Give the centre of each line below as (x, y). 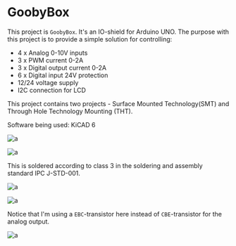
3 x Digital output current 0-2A (62, 67)
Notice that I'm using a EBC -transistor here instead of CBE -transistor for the (114, 214)
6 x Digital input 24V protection (63, 75)
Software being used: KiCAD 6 (51, 124)
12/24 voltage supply (48, 82)
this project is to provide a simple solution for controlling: (90, 39)
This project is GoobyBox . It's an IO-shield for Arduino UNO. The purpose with (118, 32)
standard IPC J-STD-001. (44, 173)
